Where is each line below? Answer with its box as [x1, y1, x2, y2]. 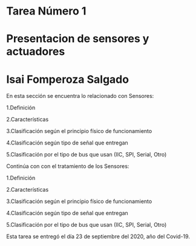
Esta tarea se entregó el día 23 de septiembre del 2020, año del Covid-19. [6, 233, 191, 240]
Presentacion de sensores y [6, 32, 149, 46]
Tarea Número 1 [6, 4, 87, 18]
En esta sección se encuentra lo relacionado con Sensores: [6, 92, 154, 100]
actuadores [6, 45, 65, 59]
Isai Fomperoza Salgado [6, 73, 129, 86]
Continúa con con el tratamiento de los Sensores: [6, 163, 129, 170]
